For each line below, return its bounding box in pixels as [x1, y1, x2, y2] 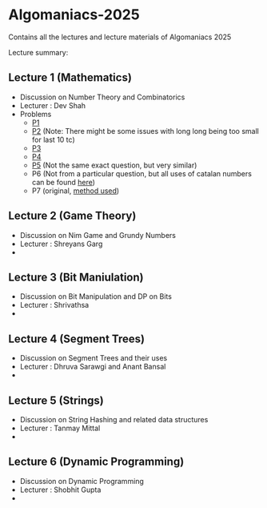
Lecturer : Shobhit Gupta [19, 485, 102, 494]
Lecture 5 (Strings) [8, 393, 104, 407]
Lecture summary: [8, 47, 69, 57]
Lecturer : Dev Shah [19, 100, 86, 110]
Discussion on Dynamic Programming [19, 476, 144, 486]
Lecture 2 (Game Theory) [8, 209, 137, 223]
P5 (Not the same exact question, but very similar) [31, 160, 197, 170]
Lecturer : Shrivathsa [19, 300, 90, 310]
